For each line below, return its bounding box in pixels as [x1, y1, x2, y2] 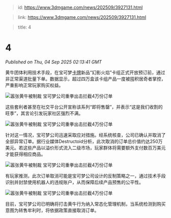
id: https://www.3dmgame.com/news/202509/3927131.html [17, 5, 143, 10]
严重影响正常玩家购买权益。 [5, 82, 64, 88]
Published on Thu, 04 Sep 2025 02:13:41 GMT [5, 59, 102, 65]
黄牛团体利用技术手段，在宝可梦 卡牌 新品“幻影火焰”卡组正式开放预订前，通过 [5, 69, 165, 76]
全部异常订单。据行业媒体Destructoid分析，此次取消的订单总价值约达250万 [5, 138, 163, 144]
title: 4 [17, 24, 32, 30]
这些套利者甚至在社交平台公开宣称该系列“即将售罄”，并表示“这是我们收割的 [5, 104, 163, 110]
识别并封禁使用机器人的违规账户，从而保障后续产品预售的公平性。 [5, 179, 144, 185]
